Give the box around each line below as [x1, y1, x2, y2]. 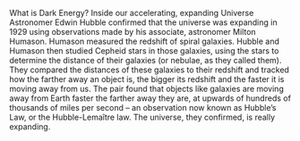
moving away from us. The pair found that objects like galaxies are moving [9, 84, 284, 94]
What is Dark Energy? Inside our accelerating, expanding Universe [9, 8, 254, 18]
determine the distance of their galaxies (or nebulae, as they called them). [9, 55, 282, 65]
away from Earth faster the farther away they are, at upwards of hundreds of [9, 93, 291, 104]
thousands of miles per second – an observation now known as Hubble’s [9, 103, 277, 112]
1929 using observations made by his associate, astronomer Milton [9, 27, 257, 37]
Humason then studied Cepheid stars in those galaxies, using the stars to [9, 46, 279, 56]
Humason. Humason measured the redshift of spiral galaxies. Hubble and [9, 36, 280, 46]
